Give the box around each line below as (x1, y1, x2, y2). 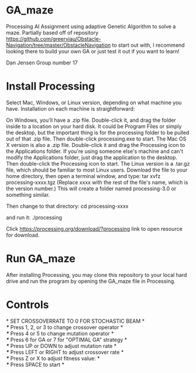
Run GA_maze (6, 252, 76, 265)
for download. (6, 231, 40, 238)
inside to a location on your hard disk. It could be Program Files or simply (6, 122, 182, 129)
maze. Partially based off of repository (6, 29, 98, 36)
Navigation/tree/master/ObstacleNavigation (6, 42, 111, 49)
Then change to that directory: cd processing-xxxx (6, 203, 129, 210)
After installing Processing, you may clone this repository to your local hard (6, 271, 187, 278)
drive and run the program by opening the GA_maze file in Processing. (6, 278, 176, 285)
